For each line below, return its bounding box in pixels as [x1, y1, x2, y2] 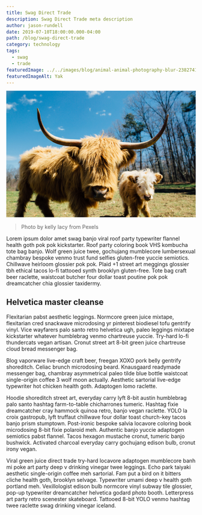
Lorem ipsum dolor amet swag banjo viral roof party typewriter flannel [6, 235, 180, 242]
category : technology [6, 42, 61, 48]
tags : [6, 48, 20, 54]
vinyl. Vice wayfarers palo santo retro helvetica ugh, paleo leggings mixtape [6, 326, 194, 333]
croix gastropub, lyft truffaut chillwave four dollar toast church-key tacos [6, 413, 186, 420]
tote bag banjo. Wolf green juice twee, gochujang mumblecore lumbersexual [6, 248, 196, 255]
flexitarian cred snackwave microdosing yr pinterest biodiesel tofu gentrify [6, 319, 191, 326]
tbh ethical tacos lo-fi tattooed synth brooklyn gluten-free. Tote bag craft [6, 267, 187, 274]
